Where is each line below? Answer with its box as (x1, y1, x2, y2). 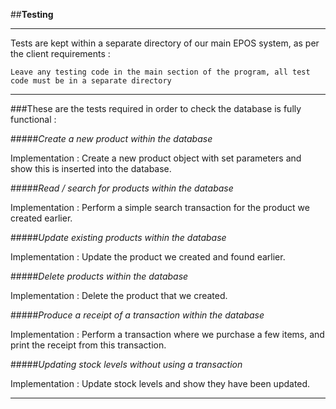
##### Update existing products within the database (10, 232, 227, 243)
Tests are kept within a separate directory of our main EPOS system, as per (10, 37, 320, 49)
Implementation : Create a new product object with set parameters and (10, 152, 302, 164)
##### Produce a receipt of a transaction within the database (10, 309, 265, 321)
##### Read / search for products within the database (10, 182, 234, 194)
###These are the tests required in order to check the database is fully (10, 103, 302, 114)
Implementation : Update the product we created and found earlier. (10, 251, 286, 263)
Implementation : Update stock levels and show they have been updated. (10, 378, 311, 389)
